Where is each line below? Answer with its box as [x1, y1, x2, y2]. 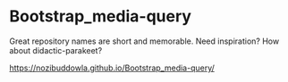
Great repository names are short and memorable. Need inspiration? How [9, 36, 280, 46]
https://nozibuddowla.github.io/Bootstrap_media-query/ [9, 62, 215, 73]
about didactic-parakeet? [9, 45, 103, 55]
